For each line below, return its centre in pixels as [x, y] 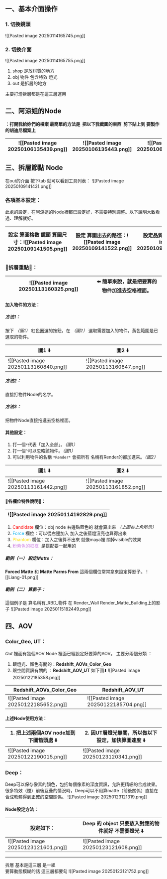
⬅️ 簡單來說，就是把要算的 [127, 282]
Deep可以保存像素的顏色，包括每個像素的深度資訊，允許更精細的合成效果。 [83, 784]
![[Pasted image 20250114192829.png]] [57, 515]
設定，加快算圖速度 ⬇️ [121, 740]
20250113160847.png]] [116, 367]
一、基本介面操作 [31, 9]
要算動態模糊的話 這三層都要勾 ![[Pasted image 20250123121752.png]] [77, 872]
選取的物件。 [18, 337]
